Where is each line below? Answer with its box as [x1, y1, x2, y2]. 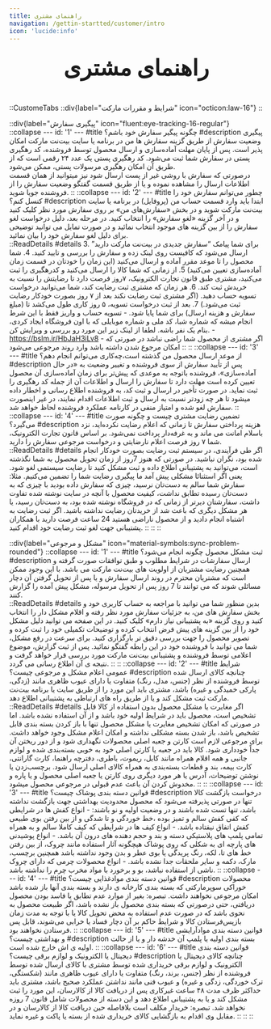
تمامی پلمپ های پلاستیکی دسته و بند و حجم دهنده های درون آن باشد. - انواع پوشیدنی [9, 831, 264, 841]
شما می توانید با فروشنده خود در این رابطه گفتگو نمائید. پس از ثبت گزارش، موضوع [9, 642, 257, 651]
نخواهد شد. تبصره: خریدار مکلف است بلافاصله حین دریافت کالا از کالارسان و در [9, 1002, 246, 1012]
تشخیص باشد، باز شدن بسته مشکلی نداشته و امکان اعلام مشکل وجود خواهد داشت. [9, 727, 260, 737]
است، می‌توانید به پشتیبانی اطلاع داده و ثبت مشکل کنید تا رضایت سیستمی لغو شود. [9, 463, 258, 472]
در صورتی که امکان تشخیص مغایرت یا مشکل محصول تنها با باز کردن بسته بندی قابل [9, 719, 261, 729]
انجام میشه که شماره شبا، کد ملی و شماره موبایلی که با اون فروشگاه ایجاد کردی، [9, 316, 253, 326]
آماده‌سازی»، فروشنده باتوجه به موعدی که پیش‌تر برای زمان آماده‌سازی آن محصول [9, 368, 256, 378]
